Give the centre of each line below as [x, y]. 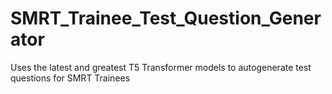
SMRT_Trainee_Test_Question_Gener [166, 18]
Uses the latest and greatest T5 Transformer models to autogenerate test [161, 67]
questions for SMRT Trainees [70, 78]
